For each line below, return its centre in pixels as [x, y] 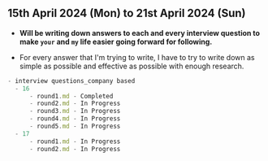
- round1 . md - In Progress [75, 141]
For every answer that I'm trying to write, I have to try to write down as [137, 57]
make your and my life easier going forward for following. [116, 41]
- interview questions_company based [71, 80]
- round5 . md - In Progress [75, 126]
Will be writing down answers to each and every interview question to [140, 33]
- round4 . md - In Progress [75, 119]
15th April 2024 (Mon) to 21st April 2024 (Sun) [127, 13]
